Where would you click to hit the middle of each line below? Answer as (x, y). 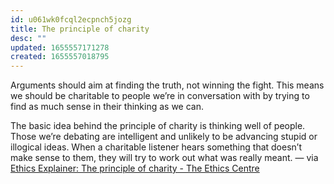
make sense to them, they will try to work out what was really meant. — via (164, 158)
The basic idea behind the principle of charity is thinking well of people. (158, 126)
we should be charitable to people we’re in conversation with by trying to (160, 96)
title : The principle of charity (80, 29)
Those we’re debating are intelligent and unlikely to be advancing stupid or (164, 137)
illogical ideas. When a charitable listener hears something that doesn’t (156, 147)
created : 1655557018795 (60, 57)
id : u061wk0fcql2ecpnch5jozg (71, 19)
